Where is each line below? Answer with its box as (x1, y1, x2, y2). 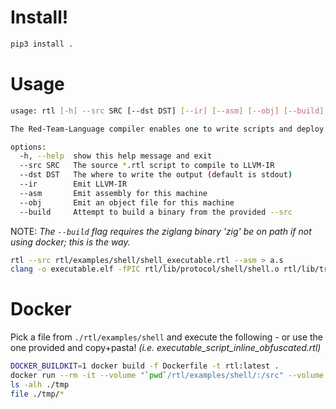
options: (10, 142, 47, 152)
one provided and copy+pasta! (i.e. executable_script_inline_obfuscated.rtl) (10, 342, 322, 354)
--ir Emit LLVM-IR (19, 179, 128, 189)
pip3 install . (10, 39, 74, 49)
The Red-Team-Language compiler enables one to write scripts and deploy (10, 124, 325, 134)
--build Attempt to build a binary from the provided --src (19, 207, 293, 217)
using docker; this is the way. (10, 236, 131, 248)
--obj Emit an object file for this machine (19, 197, 235, 208)
